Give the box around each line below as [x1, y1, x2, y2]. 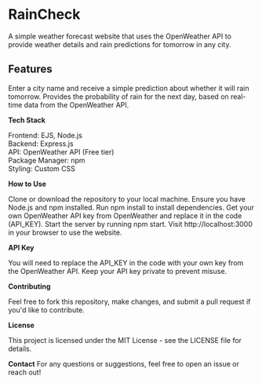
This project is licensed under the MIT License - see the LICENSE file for [8, 335, 242, 345]
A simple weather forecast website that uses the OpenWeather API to [8, 31, 231, 41]
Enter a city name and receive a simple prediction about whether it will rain [8, 83, 249, 93]
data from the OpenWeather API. [24, 100, 129, 109]
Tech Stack [8, 115, 45, 125]
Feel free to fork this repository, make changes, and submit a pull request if [8, 297, 251, 306]
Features [8, 63, 53, 76]
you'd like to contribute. [8, 305, 85, 315]
